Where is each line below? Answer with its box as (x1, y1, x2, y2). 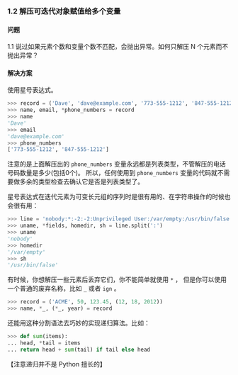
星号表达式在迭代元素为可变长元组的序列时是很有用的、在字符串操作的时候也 (7, 193, 231, 201)
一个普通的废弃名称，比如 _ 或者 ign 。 (7, 284, 120, 293)
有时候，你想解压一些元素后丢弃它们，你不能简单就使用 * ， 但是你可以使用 (7, 275, 227, 284)
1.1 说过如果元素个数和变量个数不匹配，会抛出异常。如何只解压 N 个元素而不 (7, 43, 229, 51)
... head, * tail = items (7, 339, 81, 347)
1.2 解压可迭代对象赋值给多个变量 (7, 6, 121, 16)
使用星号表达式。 (7, 86, 57, 94)
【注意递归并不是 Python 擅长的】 (7, 359, 106, 368)
